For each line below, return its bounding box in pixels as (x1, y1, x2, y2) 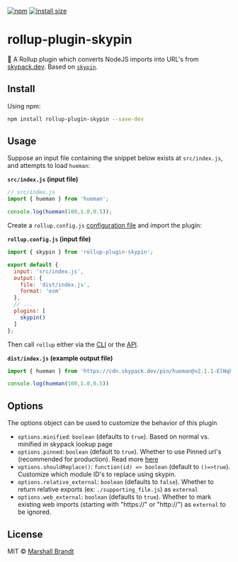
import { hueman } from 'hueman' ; (7, 196, 110, 203)
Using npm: (7, 101, 41, 110)
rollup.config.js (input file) (7, 235, 91, 244)
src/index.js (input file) (7, 175, 79, 184)
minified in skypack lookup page (17, 440, 113, 449)
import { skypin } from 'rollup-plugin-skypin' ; (7, 249, 154, 256)
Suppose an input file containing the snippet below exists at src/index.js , (7, 154, 223, 162)
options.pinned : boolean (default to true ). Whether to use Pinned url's (17, 447, 222, 456)
